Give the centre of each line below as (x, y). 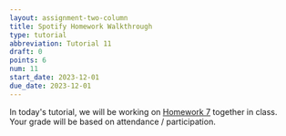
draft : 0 (26, 52)
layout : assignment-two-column (69, 18)
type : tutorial (38, 35)
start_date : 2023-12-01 (55, 78)
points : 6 (28, 60)
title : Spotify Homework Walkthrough (81, 26)
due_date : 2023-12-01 (51, 86)
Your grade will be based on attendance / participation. (112, 121)
